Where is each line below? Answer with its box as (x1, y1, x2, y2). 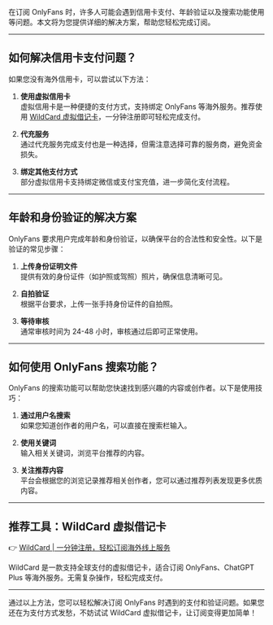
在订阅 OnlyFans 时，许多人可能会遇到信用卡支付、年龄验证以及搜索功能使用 (8, 7, 265, 16)
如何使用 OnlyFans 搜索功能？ (8, 361, 159, 374)
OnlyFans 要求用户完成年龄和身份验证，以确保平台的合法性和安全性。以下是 (8, 234, 262, 243)
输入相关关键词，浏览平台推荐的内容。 (19, 448, 149, 458)
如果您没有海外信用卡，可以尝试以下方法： (8, 74, 151, 84)
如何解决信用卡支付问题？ (8, 51, 136, 65)
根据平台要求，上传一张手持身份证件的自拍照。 (19, 299, 177, 308)
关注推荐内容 (19, 465, 63, 475)
